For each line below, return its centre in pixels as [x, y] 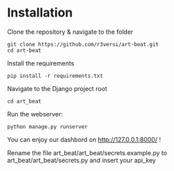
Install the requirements [41, 63]
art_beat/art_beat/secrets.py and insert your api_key [82, 160]
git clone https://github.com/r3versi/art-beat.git [83, 44]
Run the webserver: [35, 114]
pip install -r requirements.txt [55, 76]
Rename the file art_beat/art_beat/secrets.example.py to [87, 152]
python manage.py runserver [48, 127]
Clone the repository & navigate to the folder [70, 32]
